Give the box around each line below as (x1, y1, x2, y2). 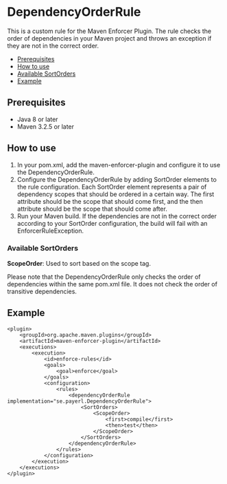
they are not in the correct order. (7, 41, 99, 50)
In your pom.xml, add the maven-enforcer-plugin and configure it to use (16, 160, 221, 169)
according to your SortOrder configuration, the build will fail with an (16, 219, 208, 227)
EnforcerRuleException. (16, 227, 84, 235)
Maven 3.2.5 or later (16, 122, 74, 131)
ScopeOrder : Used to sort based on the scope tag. (7, 259, 151, 267)
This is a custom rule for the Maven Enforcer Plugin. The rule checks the (7, 27, 211, 35)
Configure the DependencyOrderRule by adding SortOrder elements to (16, 175, 217, 183)
